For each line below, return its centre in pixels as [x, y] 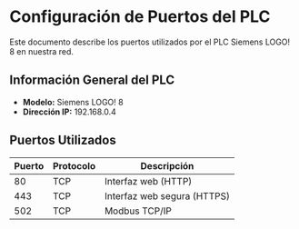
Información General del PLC [92, 80]
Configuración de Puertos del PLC [140, 17]
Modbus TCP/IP [138, 211]
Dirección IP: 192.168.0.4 [69, 112]
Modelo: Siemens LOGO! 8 [73, 102]
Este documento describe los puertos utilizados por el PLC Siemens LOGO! [150, 42]
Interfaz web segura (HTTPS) [167, 195]
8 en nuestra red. [42, 51]
